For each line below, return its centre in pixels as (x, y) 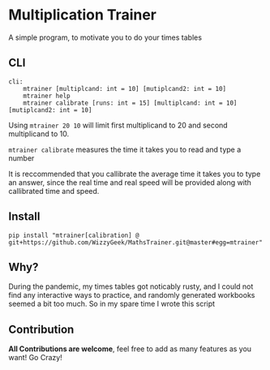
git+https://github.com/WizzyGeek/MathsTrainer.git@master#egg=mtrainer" (136, 242)
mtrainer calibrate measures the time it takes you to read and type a (125, 149)
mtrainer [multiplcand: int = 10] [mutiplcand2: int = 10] (125, 88)
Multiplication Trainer (82, 15)
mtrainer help (47, 96)
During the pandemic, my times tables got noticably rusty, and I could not (131, 286)
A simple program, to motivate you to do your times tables (105, 37)
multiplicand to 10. (39, 133)
